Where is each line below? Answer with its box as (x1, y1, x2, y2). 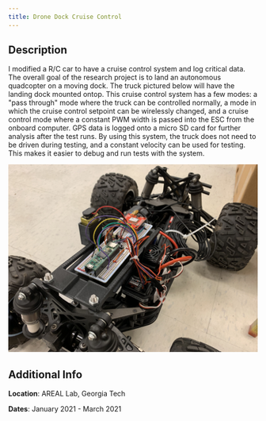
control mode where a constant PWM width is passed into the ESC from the (8, 115, 255, 125)
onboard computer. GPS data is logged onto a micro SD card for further (8, 123, 241, 133)
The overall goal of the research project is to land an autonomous (8, 72, 222, 83)
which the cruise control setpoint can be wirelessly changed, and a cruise (8, 106, 249, 116)
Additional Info (8, 368, 83, 381)
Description (8, 44, 67, 57)
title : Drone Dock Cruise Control (8, 13, 123, 21)
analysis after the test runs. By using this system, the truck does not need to (8, 132, 256, 141)
